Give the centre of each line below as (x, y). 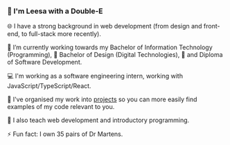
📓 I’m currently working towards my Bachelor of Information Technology (110, 47)
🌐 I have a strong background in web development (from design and (105, 26)
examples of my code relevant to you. (61, 107)
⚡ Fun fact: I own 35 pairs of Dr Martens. (65, 134)
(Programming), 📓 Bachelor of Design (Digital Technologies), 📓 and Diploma (115, 55)
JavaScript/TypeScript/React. (49, 86)
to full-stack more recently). (61, 34)
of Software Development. (45, 62)
